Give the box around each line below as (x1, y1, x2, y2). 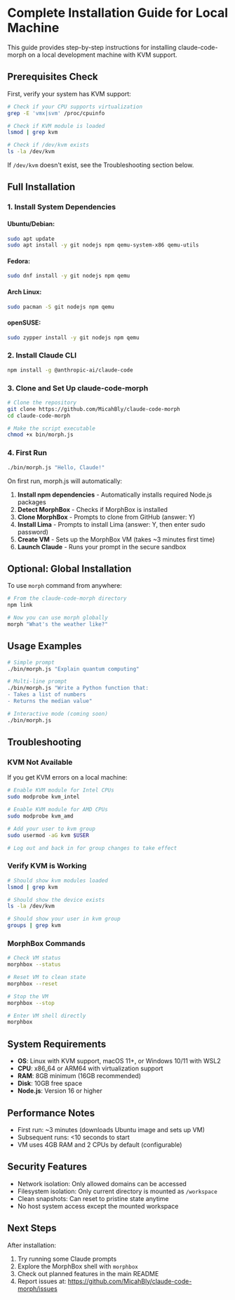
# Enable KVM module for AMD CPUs (7, 806, 109, 813)
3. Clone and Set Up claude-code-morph (7, 383, 149, 393)
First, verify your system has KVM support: (7, 89, 131, 98)
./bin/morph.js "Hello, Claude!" (7, 464, 105, 471)
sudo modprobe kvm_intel (7, 794, 80, 801)
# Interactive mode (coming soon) (7, 710, 109, 717)
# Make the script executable (7, 425, 96, 432)
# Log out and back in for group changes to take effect (7, 844, 177, 851)
